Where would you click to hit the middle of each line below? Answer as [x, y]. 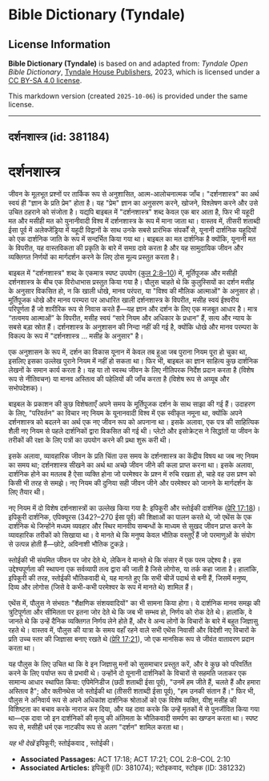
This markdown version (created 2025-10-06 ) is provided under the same [128, 96]
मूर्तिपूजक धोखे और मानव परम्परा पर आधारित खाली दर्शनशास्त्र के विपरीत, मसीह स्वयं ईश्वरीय [124, 300]
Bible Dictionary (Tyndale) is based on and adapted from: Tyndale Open [128, 63]
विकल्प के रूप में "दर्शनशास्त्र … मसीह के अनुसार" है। [76, 336]
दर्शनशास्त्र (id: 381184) [59, 137]
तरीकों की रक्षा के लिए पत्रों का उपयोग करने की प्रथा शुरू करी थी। [90, 440]
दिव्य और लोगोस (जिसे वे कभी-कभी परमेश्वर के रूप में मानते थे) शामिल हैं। [101, 587]
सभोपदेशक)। [26, 388]
